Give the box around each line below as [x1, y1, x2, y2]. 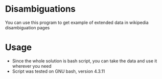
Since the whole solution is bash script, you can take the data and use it [12, 58, 157, 64]
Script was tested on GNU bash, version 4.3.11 [12, 68, 105, 74]
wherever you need [12, 63, 51, 69]
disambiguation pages [5, 24, 50, 30]
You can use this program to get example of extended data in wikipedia [5, 20, 149, 25]
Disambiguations [5, 3, 76, 15]
